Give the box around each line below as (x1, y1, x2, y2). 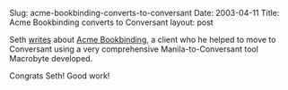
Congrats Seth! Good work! (9, 70, 110, 81)
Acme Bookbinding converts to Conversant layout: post (9, 17, 214, 28)
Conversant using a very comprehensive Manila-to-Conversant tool (9, 44, 258, 54)
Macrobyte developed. (9, 53, 93, 63)
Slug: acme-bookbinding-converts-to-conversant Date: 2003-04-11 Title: (9, 8, 280, 18)
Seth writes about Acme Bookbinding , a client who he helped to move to (9, 35, 276, 45)
